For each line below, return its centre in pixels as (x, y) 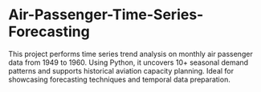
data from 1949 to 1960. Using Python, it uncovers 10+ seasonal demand (128, 62)
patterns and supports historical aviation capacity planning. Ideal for (121, 70)
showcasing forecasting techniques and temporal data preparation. (119, 79)
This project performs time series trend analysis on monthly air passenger (130, 54)
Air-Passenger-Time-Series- (106, 15)
